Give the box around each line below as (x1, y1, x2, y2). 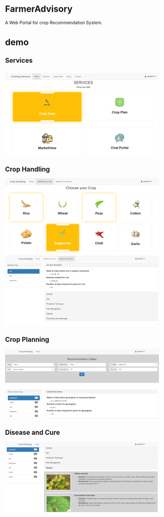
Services (5, 56, 33, 65)
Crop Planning (5, 336, 50, 344)
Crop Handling (5, 165, 50, 174)
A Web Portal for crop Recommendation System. (5, 20, 102, 25)
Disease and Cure (5, 428, 60, 437)
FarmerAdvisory (5, 3, 73, 15)
